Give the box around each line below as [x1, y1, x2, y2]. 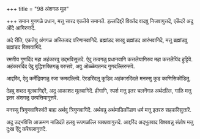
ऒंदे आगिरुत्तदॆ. [6, 24, 36, 31]
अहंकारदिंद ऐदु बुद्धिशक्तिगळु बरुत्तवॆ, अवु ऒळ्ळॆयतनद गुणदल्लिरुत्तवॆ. [6, 62, 135, 70]
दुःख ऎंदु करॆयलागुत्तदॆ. [6, 126, 47, 132]
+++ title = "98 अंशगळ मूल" [6, 6, 69, 12]
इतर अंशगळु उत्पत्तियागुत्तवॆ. [6, 94, 58, 101]
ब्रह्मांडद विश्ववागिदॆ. [6, 43, 43, 51]
